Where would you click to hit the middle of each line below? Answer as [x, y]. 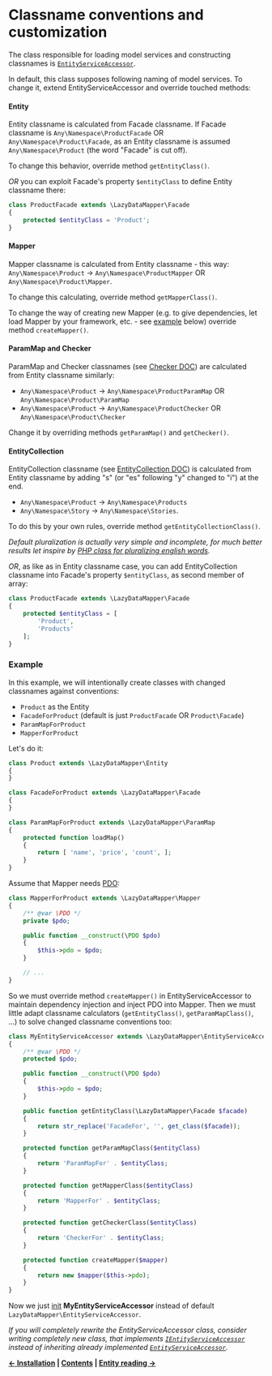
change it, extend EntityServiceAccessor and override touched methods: [130, 88]
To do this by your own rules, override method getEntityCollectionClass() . [134, 527]
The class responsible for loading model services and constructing [120, 54]
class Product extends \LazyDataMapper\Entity [88, 763]
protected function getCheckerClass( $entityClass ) [110, 1223]
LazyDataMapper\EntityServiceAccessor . [75, 1314]
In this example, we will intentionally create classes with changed [117, 682]
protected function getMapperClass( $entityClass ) [108, 1185]
